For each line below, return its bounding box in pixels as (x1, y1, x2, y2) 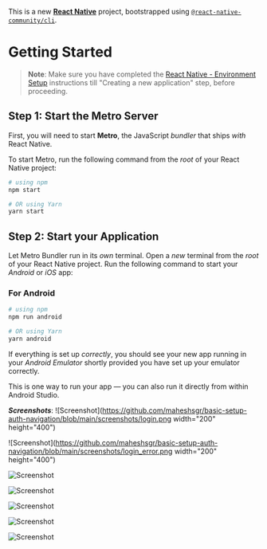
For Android (8, 287, 56, 298)
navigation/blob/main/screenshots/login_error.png (8, 446, 173, 456)
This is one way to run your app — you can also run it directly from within (8, 382, 249, 391)
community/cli (8, 17, 56, 25)
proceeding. (27, 86, 68, 96)
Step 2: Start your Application (8, 229, 159, 243)
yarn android (8, 335, 52, 343)
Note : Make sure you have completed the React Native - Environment (27, 69, 257, 79)
